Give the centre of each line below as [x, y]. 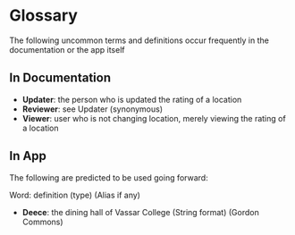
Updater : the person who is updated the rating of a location [132, 99]
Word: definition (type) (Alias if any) [75, 195]
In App [28, 156]
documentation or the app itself [67, 49]
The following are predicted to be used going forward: [109, 177]
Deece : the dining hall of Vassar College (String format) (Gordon [140, 212]
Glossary [44, 16]
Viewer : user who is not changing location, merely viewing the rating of [154, 118]
